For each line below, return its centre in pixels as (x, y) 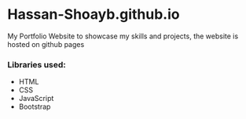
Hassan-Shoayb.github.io (94, 14)
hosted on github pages (46, 44)
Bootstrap (35, 106)
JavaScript (36, 99)
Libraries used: (37, 64)
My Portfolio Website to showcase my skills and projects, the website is (123, 36)
